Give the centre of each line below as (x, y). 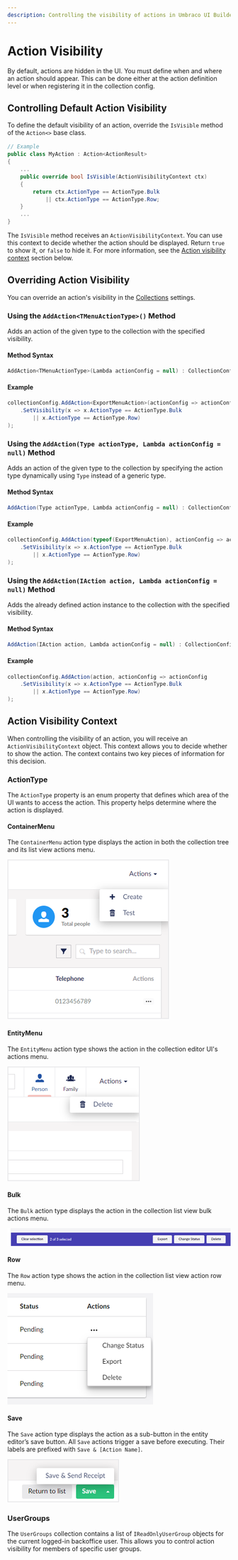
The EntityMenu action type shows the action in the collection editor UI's (113, 1049)
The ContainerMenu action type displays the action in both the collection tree (118, 842)
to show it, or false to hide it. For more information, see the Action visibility (117, 250)
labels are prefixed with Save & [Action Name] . (75, 1449)
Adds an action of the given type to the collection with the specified (106, 331)
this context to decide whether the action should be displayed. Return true (116, 243)
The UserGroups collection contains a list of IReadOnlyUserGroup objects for (116, 1534)
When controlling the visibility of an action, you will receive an (97, 738)
